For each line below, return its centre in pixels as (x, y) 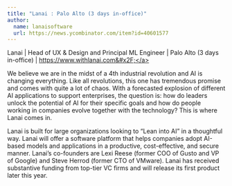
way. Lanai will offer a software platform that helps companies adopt (105, 139)
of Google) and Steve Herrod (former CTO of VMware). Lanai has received (113, 161)
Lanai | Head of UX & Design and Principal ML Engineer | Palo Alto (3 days (113, 53)
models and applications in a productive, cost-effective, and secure (123, 146)
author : (18, 20)
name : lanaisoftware (43, 26)
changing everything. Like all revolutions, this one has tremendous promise (114, 81)
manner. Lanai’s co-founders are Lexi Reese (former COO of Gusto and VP (113, 153)
